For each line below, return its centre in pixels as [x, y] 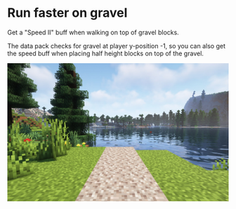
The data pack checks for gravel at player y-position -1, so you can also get [117, 46]
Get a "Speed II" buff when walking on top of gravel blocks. [93, 32]
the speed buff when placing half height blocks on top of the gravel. [105, 53]
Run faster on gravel [67, 13]
